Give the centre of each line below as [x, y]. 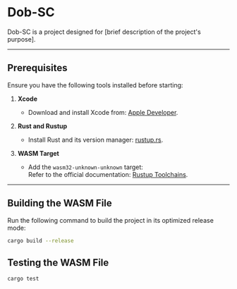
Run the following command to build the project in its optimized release [110, 220]
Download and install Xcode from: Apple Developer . [103, 112]
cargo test [23, 279]
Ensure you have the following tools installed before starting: [95, 85]
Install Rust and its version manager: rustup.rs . [96, 140]
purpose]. [22, 39]
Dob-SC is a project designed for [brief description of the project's [104, 32]
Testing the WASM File [58, 263]
